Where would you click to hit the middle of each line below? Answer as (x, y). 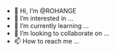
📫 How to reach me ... (46, 41)
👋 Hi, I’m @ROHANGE (45, 11)
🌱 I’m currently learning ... (51, 26)
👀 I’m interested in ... (44, 18)
